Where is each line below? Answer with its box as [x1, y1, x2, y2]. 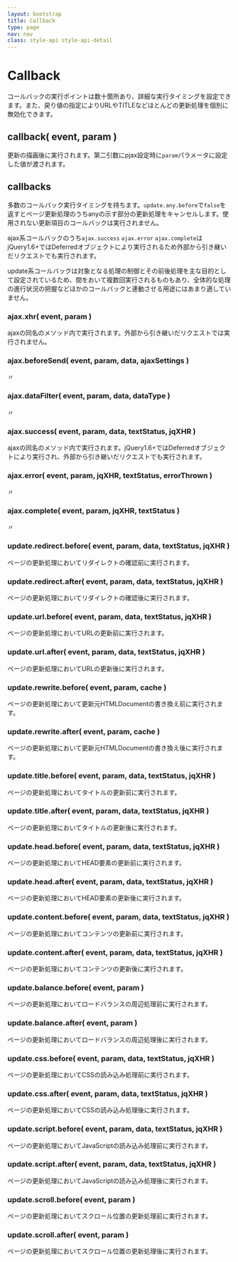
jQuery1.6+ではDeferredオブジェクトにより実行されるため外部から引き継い [7, 242, 227, 251]
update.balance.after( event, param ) [7, 1018, 138, 1028]
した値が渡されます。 [7, 160, 70, 168]
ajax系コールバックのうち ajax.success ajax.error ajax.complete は [7, 233, 203, 242]
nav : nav [7, 30, 33, 38]
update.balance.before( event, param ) [7, 983, 144, 993]
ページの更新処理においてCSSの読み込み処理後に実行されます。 [7, 1106, 194, 1114]
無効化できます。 [7, 110, 57, 118]
